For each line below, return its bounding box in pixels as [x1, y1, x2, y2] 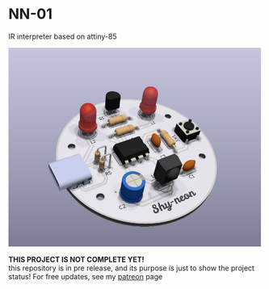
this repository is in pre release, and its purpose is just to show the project [8, 263, 254, 273]
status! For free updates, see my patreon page [8, 271, 163, 281]
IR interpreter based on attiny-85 [8, 31, 117, 41]
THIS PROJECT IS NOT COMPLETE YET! [8, 254, 145, 264]
